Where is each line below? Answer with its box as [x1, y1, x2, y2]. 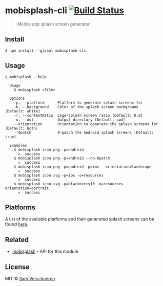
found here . [5, 221, 28, 227]
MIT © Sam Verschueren [5, 276, 55, 281]
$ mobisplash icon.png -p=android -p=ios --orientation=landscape [14, 164, 152, 169]
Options [9, 96, 25, 101]
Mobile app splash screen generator [17, 21, 90, 27]
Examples [9, 143, 27, 148]
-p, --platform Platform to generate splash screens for [14, 100, 143, 105]
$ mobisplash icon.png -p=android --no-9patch [14, 155, 110, 161]
